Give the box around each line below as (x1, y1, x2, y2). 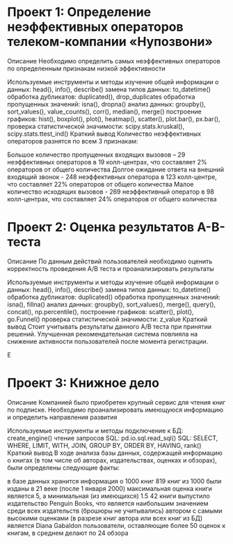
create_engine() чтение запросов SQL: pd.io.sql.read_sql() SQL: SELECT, (7, 433, 218, 442)
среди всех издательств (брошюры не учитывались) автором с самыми (7, 506, 223, 515)
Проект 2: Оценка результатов (7, 219, 195, 235)
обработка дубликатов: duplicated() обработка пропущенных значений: (7, 293, 220, 301)
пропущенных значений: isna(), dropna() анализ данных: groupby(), (7, 100, 207, 108)
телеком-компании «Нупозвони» (7, 34, 214, 49)
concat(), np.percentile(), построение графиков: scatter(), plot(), (7, 307, 194, 316)
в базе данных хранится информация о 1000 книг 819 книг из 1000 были (7, 476, 222, 485)
